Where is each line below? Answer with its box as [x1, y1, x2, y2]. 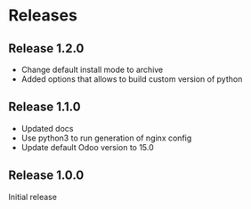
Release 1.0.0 [8, 168, 85, 183]
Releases [8, 5, 77, 26]
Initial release [8, 191, 57, 202]
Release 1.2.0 [8, 41, 85, 56]
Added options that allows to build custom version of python [20, 74, 243, 84]
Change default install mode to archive [20, 64, 164, 75]
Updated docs [20, 123, 74, 133]
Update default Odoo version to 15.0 [20, 141, 155, 152]
